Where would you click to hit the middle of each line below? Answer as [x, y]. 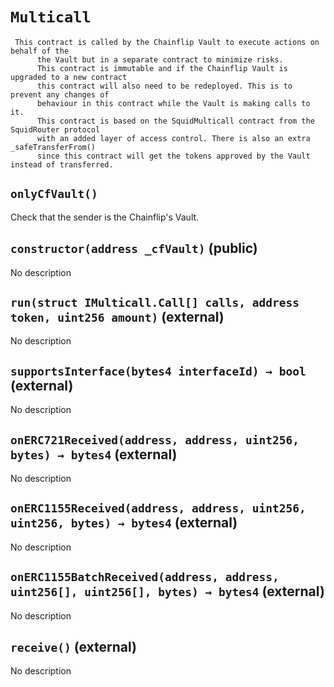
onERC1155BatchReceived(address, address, [145, 577]
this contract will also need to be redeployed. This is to [164, 86]
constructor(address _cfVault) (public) [134, 248]
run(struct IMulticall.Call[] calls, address [155, 302]
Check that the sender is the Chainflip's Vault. [105, 217]
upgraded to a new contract [69, 77]
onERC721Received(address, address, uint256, [155, 440]
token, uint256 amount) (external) [117, 316]
